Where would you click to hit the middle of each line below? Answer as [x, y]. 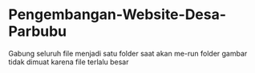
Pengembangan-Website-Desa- [117, 15]
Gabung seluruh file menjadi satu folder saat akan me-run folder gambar [128, 53]
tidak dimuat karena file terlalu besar [69, 62]
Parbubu [38, 31]
